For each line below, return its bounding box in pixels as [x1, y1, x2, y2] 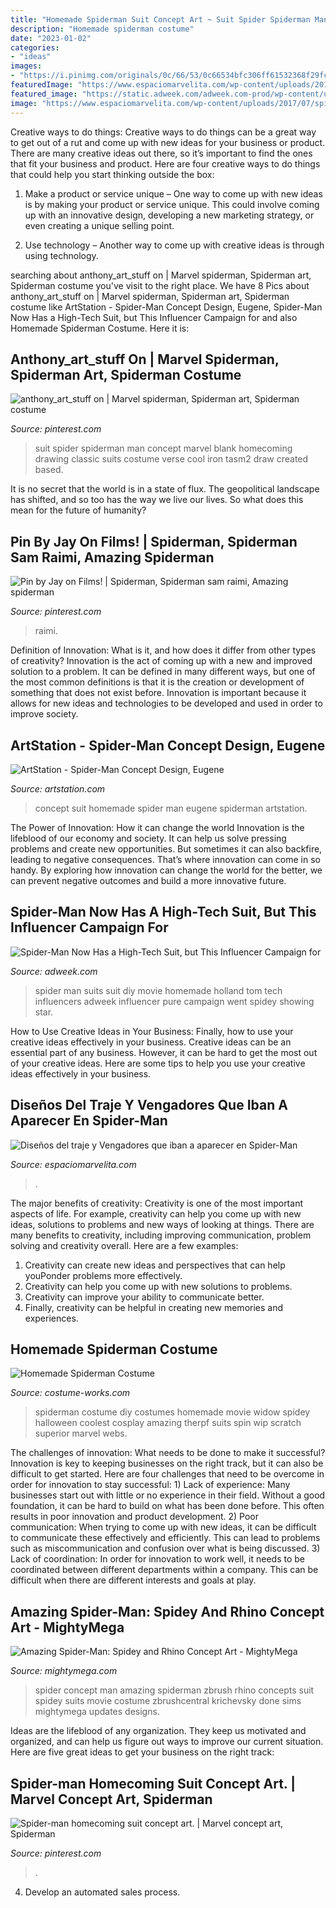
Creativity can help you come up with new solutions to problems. [24, 1280, 293, 1292]
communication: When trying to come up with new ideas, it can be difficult [10, 1521, 317, 1533]
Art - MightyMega [10, 1619, 125, 1636]
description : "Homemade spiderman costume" [10, 24, 195, 34]
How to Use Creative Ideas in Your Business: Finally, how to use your [10, 1025, 294, 1037]
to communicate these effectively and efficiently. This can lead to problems [10, 1532, 321, 1544]
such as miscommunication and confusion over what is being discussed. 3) [10, 1542, 321, 1555]
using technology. [24, 249, 99, 261]
